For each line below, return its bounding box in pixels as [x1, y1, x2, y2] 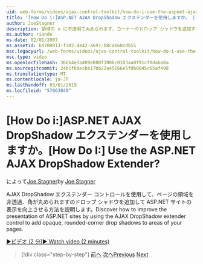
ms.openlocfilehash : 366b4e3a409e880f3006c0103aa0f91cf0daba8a [6, 59, 169, 65]
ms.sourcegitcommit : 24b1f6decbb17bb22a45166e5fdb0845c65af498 [6, 65, 169, 71]
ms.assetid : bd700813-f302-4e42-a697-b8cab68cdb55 [6, 43, 137, 49]
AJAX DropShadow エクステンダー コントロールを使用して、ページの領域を [6, 190, 194, 197]
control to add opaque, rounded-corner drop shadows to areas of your [6, 219, 182, 226]
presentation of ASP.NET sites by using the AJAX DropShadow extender [6, 213, 186, 220]
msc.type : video [6, 54, 47, 60]
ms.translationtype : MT [6, 71, 66, 77]
